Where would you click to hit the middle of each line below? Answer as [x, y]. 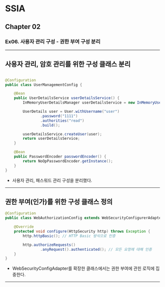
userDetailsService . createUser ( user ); [62, 134]
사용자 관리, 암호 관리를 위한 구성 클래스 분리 [68, 64]
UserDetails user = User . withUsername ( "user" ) [71, 112]
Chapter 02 [23, 27]
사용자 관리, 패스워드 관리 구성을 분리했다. [52, 180]
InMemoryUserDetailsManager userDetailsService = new [79, 103]
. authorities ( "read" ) [62, 121]
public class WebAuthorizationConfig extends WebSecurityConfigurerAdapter [84, 218]
